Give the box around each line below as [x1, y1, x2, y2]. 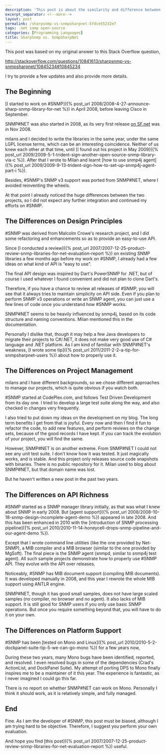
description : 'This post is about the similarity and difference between [5, 7, 161, 12]
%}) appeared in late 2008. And [91, 515, 157, 521]
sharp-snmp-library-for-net [5, 106, 61, 112]
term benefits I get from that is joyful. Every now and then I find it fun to [5, 420, 151, 426]
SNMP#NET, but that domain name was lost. [5, 466, 96, 472]
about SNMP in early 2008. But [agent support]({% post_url [5, 509, 127, 515]
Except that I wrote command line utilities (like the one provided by [5, 540, 141, 546]
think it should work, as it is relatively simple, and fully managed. [5, 690, 137, 696]
